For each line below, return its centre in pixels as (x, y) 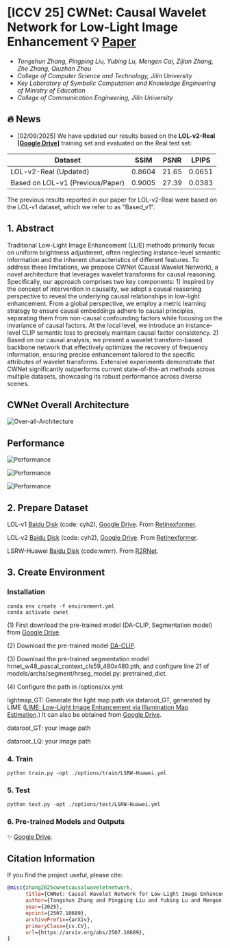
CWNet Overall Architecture (68, 405)
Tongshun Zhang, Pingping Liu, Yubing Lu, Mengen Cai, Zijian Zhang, (115, 61)
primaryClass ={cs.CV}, (57, 926)
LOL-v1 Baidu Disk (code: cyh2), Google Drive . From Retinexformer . (102, 524)
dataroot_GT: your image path (49, 728)
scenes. (18, 383)
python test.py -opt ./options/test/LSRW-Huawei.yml (84, 805)
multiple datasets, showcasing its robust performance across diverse (104, 376)
